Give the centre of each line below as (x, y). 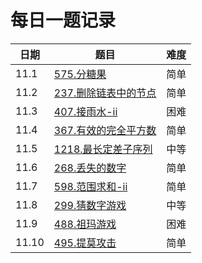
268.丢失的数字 (90, 168)
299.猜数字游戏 (90, 205)
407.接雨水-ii (85, 111)
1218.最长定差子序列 (103, 149)
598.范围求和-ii (90, 186)
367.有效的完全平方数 (105, 130)
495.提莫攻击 (85, 243)
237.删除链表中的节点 (105, 93)
